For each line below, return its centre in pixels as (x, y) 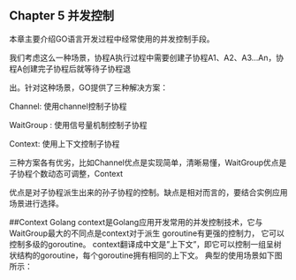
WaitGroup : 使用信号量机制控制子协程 (78, 125)
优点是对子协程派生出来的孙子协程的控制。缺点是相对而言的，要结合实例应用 (148, 192)
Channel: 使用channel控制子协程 (68, 106)
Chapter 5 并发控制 (62, 16)
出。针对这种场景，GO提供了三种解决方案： (89, 87)
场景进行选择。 (36, 203)
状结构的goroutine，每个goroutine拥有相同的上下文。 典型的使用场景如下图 (146, 255)
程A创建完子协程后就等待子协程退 (70, 68)
